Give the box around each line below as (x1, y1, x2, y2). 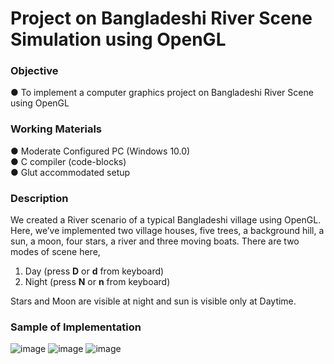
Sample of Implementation (10, 320, 142, 334)
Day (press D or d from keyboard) (24, 265, 165, 277)
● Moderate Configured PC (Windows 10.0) (10, 145, 191, 157)
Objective (10, 64, 59, 78)
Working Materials (10, 122, 103, 136)
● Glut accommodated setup (10, 166, 131, 178)
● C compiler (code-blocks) (10, 155, 127, 167)
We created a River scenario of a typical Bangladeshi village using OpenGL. (10, 214, 322, 226)
